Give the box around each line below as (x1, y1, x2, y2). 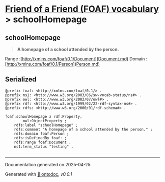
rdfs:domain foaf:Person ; (14, 131, 69, 136)
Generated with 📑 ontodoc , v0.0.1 (5, 171, 72, 177)
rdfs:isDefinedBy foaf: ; (14, 135, 67, 140)
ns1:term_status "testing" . (14, 144, 74, 149)
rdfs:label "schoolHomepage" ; (14, 123, 78, 128)
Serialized (5, 75, 37, 84)
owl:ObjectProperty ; (23, 118, 67, 123)
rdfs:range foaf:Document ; (14, 140, 71, 145)
